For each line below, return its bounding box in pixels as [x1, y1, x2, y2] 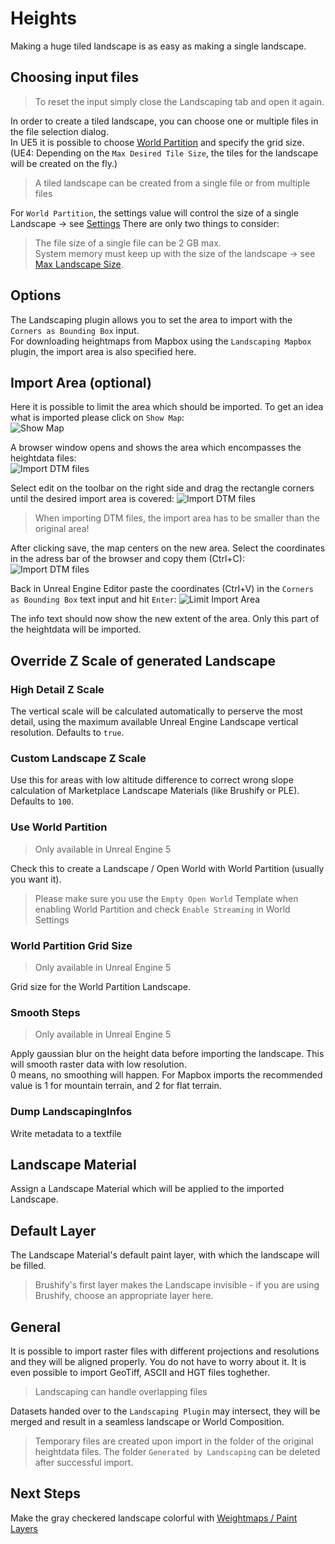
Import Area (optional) [10, 374, 152, 391]
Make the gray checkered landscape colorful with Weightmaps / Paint [10, 1512, 298, 1524]
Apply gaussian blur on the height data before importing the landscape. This [10, 1048, 325, 1060]
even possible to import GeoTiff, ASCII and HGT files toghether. [10, 1366, 270, 1378]
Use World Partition [10, 820, 108, 834]
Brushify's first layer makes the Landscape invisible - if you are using [34, 1279, 320, 1291]
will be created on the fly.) [10, 157, 118, 169]
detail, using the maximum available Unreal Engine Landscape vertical [10, 716, 299, 728]
